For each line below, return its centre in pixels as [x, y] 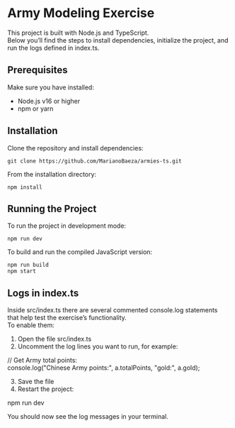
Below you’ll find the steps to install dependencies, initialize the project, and [118, 40]
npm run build [28, 265]
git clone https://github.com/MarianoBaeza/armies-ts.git [94, 161]
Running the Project [52, 208]
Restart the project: [46, 389]
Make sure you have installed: [51, 87]
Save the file [36, 382]
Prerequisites [38, 70]
